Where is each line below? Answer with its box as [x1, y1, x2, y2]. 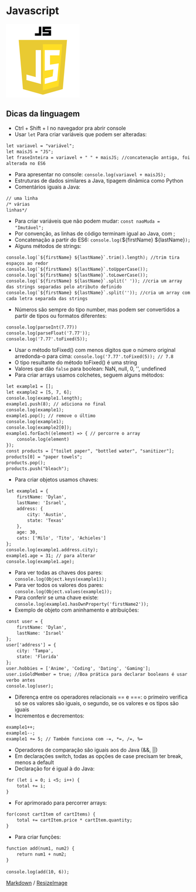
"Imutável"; [14, 224, 44, 230]
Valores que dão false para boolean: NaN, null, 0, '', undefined [14, 365, 166, 372]
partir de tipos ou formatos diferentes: [14, 312, 107, 319]
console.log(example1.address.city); [6, 546, 99, 553]
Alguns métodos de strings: [14, 242, 82, 249]
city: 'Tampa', [16, 648, 54, 653]
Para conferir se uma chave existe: [14, 593, 99, 601]
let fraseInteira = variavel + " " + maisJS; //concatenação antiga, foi [6, 155, 191, 160]
